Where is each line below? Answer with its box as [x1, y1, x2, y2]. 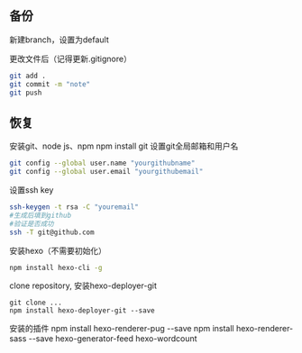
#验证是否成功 [9, 219, 54, 228]
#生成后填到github [9, 211, 72, 220]
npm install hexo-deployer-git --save [9, 306, 155, 315]
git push [9, 88, 42, 97]
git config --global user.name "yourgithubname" [9, 158, 196, 168]
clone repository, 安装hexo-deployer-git [9, 280, 158, 291]
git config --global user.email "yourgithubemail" [9, 167, 204, 176]
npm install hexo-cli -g [9, 263, 103, 272]
